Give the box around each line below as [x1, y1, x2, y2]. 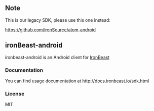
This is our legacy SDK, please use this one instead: [5, 17, 111, 23]
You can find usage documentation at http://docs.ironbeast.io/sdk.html [5, 78, 149, 84]
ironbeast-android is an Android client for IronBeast [5, 54, 110, 60]
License [5, 90, 25, 97]
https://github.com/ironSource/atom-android [5, 27, 96, 33]
